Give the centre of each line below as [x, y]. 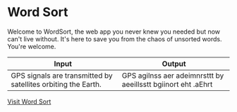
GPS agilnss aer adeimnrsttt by [173, 76]
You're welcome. [32, 46]
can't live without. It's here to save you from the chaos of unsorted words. [115, 38]
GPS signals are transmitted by [62, 76]
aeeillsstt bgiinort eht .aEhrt [167, 84]
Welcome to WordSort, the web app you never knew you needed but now [114, 31]
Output [174, 64]
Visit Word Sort [29, 101]
